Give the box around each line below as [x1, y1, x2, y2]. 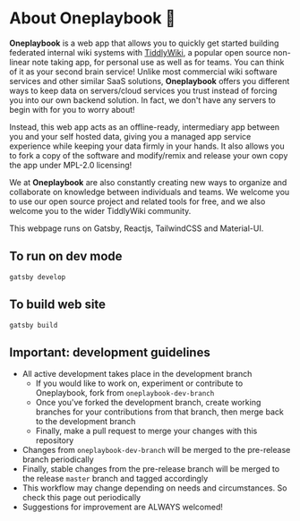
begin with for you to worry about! [9, 104, 136, 115]
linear [9, 56, 30, 67]
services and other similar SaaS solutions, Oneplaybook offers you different [9, 75, 290, 86]
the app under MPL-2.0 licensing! [9, 159, 133, 170]
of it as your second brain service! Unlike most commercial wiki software [9, 66, 278, 77]
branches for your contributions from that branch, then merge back [35, 406, 284, 417]
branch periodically [21, 454, 94, 465]
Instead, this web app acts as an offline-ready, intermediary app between [9, 121, 280, 132]
